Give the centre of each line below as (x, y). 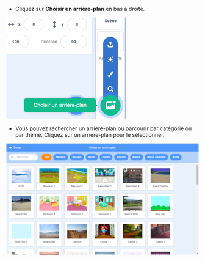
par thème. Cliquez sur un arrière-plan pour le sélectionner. (90, 135)
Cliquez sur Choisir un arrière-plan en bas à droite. (80, 9)
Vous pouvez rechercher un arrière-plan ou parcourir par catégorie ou (103, 128)
